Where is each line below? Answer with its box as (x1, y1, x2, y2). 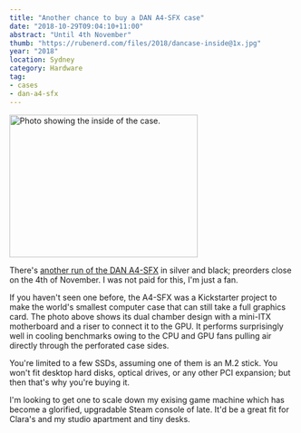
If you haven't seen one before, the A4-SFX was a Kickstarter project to (9, 292, 277, 303)
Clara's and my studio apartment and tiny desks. (9, 413, 190, 424)
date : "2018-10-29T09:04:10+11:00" (9, 22, 144, 31)
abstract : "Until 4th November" (9, 30, 131, 39)
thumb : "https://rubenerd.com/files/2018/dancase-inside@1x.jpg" (9, 38, 261, 48)
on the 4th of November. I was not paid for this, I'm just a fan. (9, 274, 238, 285)
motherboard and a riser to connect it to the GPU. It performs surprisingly (9, 321, 284, 332)
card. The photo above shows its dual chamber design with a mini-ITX (9, 311, 272, 322)
